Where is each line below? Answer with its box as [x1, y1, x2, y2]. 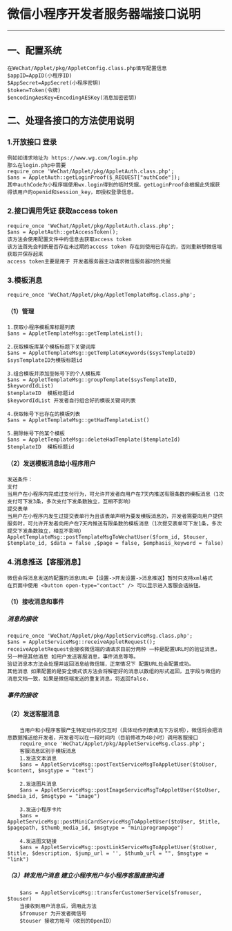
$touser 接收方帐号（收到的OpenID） [19, 917, 115, 924]
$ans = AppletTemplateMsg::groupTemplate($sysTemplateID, [7, 376, 177, 383]
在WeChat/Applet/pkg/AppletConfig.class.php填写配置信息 [7, 64, 167, 71]
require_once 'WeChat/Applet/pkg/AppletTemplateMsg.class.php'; [7, 292, 196, 299]
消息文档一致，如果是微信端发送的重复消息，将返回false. [7, 675, 150, 683]
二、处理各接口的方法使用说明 [7, 115, 135, 127]
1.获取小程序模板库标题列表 [7, 324, 76, 331]
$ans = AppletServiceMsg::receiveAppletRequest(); [7, 638, 156, 645]
